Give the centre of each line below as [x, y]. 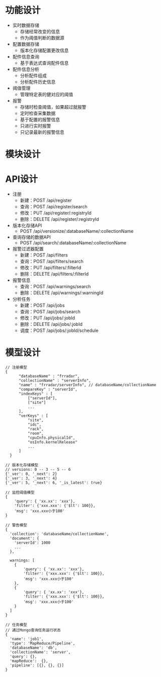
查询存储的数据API [32, 237]
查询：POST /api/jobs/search [50, 312]
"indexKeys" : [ [35, 394]
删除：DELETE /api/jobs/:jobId [51, 324]
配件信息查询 [26, 56]
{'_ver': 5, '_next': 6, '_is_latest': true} [54, 483]
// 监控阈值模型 [20, 492]
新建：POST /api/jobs [42, 305]
